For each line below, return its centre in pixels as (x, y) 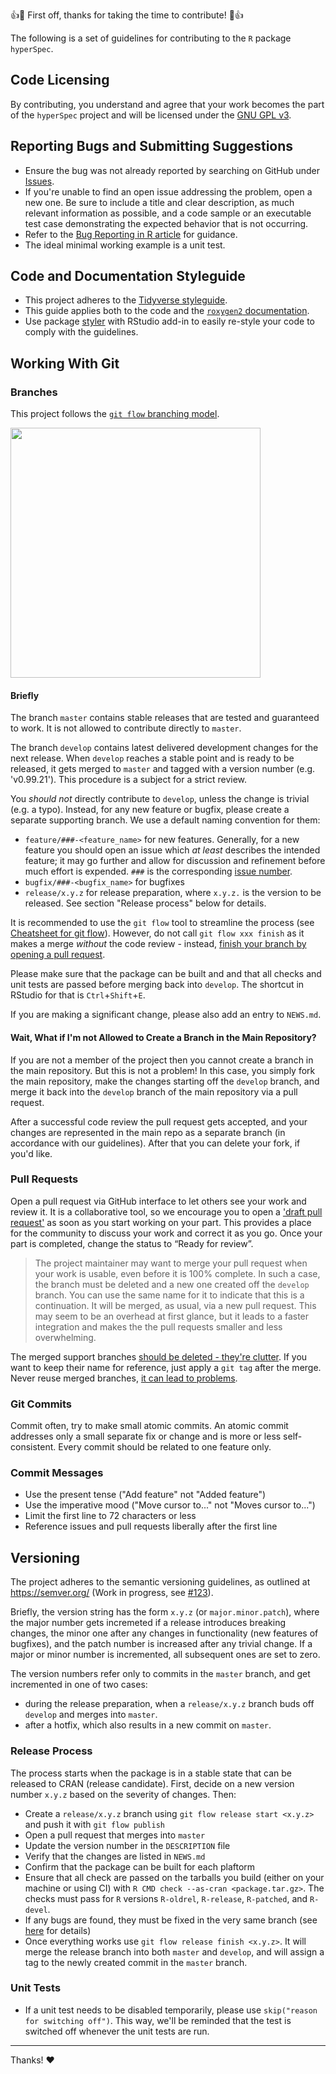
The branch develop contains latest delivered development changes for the (164, 748)
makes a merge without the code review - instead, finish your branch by (158, 944)
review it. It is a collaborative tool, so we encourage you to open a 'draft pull (166, 1211)
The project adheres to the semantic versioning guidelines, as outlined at (160, 1582)
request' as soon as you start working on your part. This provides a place (161, 1222)
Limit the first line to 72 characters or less (110, 1516)
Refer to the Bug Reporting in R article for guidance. (131, 234)
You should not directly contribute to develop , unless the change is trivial (160, 799)
